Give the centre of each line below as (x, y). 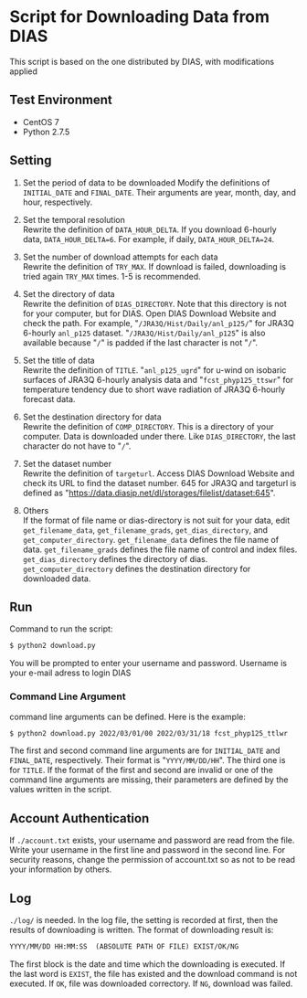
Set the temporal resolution (74, 219)
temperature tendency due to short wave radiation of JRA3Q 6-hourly (154, 389)
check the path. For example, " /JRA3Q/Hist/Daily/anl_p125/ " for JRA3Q (158, 323)
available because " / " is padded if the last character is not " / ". (140, 342)
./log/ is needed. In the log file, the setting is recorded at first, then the (144, 920)
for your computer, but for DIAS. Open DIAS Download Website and (149, 313)
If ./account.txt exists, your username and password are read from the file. (152, 840)
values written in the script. (61, 790)
